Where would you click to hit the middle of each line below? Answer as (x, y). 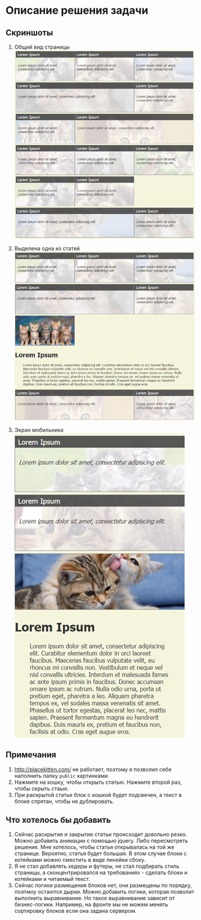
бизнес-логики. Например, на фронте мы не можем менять (91, 904)
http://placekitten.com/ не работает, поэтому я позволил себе (93, 769)
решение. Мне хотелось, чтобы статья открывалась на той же (94, 847)
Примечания (31, 755)
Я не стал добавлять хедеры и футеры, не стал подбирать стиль (97, 866)
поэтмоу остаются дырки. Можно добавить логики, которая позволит (104, 892)
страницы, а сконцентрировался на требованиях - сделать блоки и (101, 873)
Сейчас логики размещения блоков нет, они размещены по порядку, (103, 885)
